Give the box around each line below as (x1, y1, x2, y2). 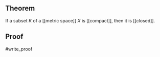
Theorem (5, 4, 35, 13)
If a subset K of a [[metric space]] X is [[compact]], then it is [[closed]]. (5, 17, 155, 23)
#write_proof (5, 46, 33, 52)
